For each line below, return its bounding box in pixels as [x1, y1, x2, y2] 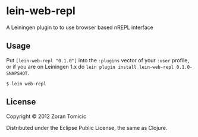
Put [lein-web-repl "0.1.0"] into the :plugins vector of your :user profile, [6, 56, 189, 63]
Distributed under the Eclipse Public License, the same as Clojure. [6, 124, 168, 131]
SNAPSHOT [6, 70, 28, 77]
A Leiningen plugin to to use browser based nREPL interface [6, 24, 153, 31]
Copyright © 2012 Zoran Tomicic [6, 113, 87, 120]
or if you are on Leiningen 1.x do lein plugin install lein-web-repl [6, 63, 174, 70]
